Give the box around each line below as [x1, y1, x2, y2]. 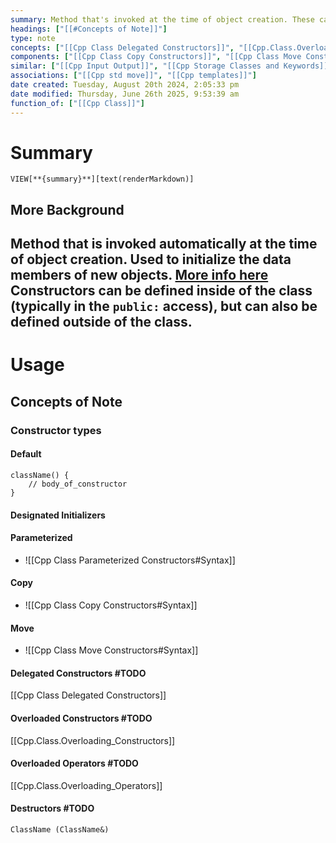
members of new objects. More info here [10, 267, 269, 284]
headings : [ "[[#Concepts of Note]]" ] [10, 24, 168, 34]
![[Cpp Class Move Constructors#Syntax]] [24, 644, 199, 656]
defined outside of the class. [10, 314, 193, 331]
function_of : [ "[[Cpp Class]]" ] [10, 98, 145, 108]
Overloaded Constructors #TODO [10, 712, 153, 724]
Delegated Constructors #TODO [10, 667, 147, 679]
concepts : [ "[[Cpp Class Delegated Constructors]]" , [10, 42, 235, 53]
